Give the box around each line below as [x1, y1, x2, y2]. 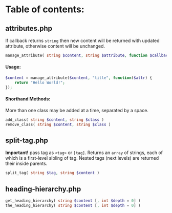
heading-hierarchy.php [5, 184, 81, 193]
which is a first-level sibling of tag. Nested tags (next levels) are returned [5, 155, 159, 161]
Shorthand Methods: [5, 96, 51, 102]
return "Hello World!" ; [14, 80, 66, 85]
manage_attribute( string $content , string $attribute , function [5, 53, 147, 58]
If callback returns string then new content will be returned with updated [5, 37, 160, 44]
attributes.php [5, 24, 53, 33]
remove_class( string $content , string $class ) [5, 122, 111, 127]
